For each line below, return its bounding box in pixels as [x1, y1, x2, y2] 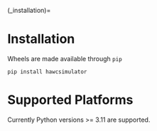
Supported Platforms [7, 92, 134, 108]
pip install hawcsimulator [7, 68, 87, 75]
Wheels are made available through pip [7, 54, 122, 63]
